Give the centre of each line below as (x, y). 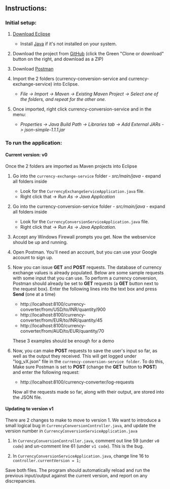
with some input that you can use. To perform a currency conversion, (85, 278)
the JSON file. (27, 397)
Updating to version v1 (29, 409)
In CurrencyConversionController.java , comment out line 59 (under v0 (86, 441)
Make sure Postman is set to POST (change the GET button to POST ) (85, 367)
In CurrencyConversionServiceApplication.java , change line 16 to (81, 456)
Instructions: (26, 8)
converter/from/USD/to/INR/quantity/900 (63, 309)
